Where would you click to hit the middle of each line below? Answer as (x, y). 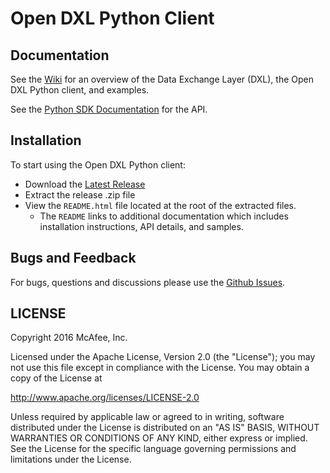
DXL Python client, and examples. (80, 90)
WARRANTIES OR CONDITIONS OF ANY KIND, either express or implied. (159, 438)
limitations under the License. (71, 459)
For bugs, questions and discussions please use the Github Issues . (148, 282)
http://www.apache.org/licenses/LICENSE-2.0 (105, 398)
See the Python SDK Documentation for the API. (109, 109)
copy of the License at (56, 378)
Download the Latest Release (85, 184)
